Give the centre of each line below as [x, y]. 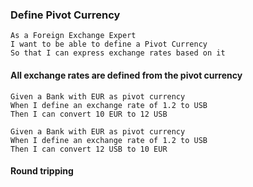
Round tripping [42, 171]
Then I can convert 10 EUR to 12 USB [89, 114]
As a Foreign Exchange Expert [73, 36]
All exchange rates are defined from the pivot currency [126, 75]
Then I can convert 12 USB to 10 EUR [89, 149]
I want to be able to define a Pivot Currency [109, 44]
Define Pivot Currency [65, 15]
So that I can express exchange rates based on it [118, 53]
